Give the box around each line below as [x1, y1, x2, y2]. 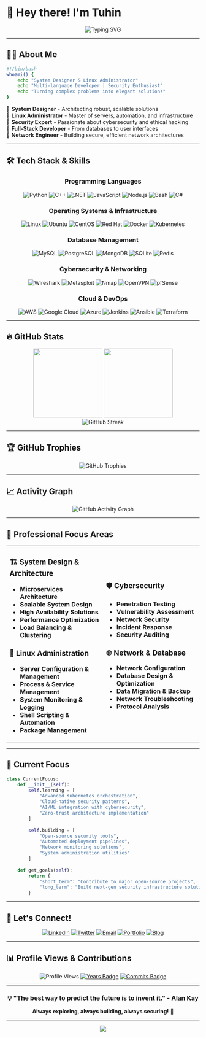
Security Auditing [116, 630, 170, 639]
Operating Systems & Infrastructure [48, 206, 158, 215]
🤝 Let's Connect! [6, 913, 72, 923]
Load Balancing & [20, 623, 72, 632]
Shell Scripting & [20, 710, 70, 719]
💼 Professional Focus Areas [6, 529, 113, 540]
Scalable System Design [20, 600, 93, 609]
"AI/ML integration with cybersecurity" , [39, 804, 147, 811]
